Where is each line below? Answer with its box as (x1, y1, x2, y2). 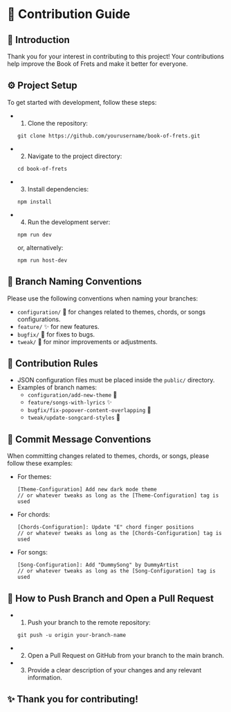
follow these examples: (7, 459, 73, 468)
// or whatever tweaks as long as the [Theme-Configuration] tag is (17, 492, 219, 499)
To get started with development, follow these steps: (7, 98, 157, 106)
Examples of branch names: (17, 383, 98, 391)
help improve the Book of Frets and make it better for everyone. (7, 60, 188, 68)
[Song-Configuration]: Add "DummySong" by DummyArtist (17, 561, 179, 568)
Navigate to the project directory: (27, 152, 122, 160)
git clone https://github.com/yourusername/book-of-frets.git (17, 132, 201, 139)
